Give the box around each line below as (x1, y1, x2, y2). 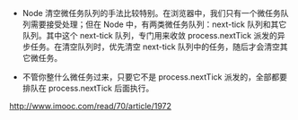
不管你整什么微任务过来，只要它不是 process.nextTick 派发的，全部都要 (22, 72, 287, 82)
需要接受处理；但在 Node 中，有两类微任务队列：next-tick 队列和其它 (30, 19, 287, 30)
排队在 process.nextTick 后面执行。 (22, 83, 154, 93)
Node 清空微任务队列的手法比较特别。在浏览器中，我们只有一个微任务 (22, 8, 281, 18)
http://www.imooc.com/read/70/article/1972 (9, 101, 172, 111)
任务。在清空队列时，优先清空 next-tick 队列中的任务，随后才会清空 (30, 41, 281, 52)
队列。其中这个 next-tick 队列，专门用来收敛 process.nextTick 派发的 (22, 30, 278, 40)
